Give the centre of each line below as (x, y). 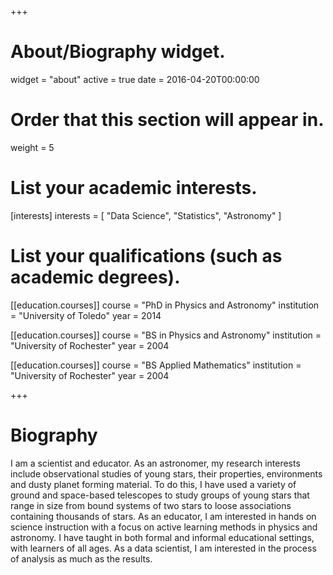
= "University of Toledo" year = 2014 (86, 315)
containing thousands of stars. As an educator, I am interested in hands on (163, 516)
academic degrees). (95, 277)
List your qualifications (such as (146, 256)
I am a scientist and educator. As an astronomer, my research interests (155, 463)
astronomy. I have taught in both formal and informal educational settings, (162, 537)
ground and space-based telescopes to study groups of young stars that (160, 495)
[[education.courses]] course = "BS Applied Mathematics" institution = (156, 365)
